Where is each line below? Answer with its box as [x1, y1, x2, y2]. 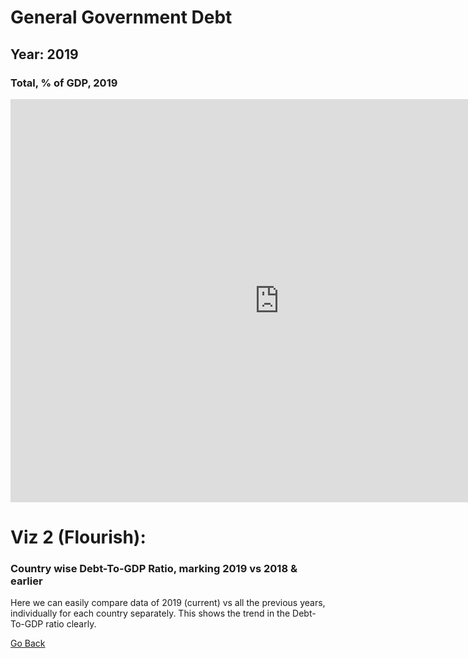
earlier [10, 574, 43, 588]
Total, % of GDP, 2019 [10, 76, 118, 90]
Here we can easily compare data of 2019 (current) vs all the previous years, [10, 597, 326, 609]
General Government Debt [10, 6, 233, 29]
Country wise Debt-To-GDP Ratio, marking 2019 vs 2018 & [10, 561, 298, 575]
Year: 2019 [10, 46, 79, 63]
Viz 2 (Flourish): [10, 526, 147, 549]
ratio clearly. [45, 618, 97, 630]
